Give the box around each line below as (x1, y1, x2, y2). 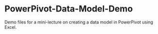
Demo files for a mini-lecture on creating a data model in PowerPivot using (4, 19, 153, 25)
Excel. (4, 24, 17, 30)
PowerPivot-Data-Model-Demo (4, 3, 133, 14)
